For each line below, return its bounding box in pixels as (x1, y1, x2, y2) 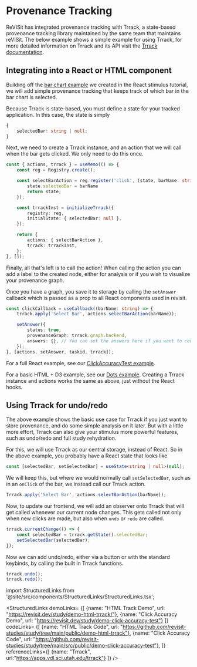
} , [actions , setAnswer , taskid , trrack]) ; (6, 349, 114, 355)
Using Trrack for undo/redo (6, 400, 108, 410)
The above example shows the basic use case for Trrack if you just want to (6, 416, 188, 423)
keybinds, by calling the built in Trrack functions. (6, 560, 124, 567)
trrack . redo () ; (6, 577, 43, 582)
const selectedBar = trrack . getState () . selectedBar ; (16, 531, 148, 538)
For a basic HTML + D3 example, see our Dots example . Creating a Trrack (6, 371, 185, 378)
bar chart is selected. (6, 93, 57, 100)
